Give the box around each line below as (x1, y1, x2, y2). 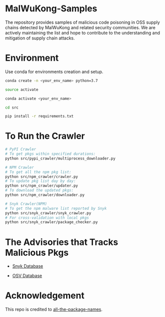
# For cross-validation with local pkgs (5, 215, 90, 220)
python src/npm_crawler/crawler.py (5, 174, 78, 179)
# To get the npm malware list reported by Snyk (5, 206, 107, 211)
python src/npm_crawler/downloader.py (5, 193, 85, 198)
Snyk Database (12, 263, 43, 269)
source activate (5, 87, 38, 92)
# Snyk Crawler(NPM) (5, 201, 48, 206)
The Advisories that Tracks (5, 237, 118, 247)
